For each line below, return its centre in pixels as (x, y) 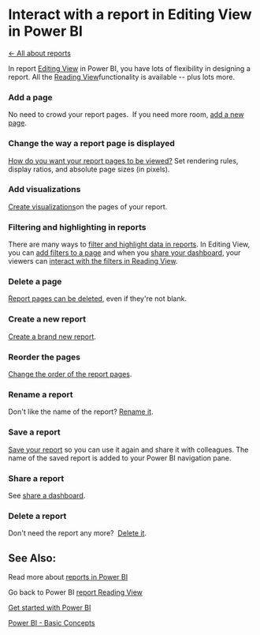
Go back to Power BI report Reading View (76, 592)
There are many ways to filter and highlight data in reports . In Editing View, (129, 244)
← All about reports (39, 53)
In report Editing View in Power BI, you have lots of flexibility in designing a (129, 68)
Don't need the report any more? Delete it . (78, 533)
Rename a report (41, 394)
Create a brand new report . (52, 336)
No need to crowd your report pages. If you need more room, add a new (126, 115)
